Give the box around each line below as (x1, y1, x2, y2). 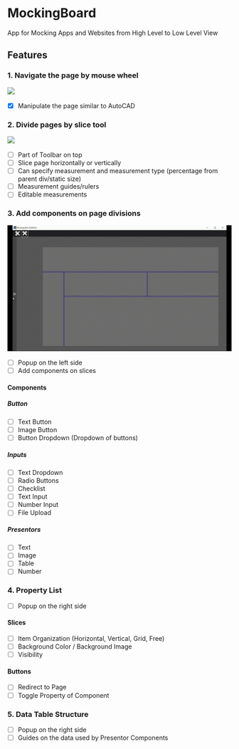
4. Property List (7, 585, 63, 595)
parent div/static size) (17, 174, 82, 183)
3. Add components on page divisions (7, 209, 141, 219)
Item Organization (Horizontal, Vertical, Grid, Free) (17, 634, 165, 643)
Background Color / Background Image (17, 642, 132, 651)
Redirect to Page (17, 683, 67, 691)
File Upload (17, 508, 52, 517)
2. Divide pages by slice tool (7, 120, 107, 130)
